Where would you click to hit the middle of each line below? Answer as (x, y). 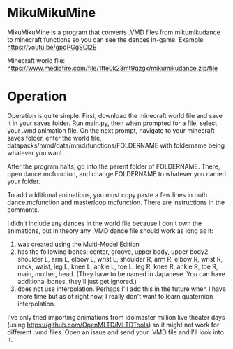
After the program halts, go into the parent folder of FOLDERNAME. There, (114, 166)
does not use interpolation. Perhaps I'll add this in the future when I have (122, 289)
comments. (23, 209)
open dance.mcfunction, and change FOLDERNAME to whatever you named (117, 173)
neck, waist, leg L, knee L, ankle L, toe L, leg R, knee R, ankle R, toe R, (118, 266)
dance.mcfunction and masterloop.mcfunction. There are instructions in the (116, 202)
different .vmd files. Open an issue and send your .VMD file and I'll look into (116, 332)
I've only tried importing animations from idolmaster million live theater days (116, 317)
